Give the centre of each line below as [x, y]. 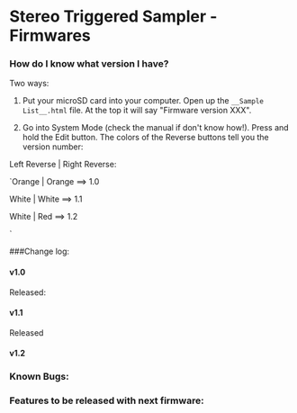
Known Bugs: [39, 377]
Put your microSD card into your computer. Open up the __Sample [143, 101]
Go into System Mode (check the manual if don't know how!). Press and [156, 128]
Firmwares [50, 36]
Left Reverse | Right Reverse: [63, 165]
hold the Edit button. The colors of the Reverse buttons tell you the [146, 138]
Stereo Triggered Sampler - [113, 17]
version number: [53, 147]
